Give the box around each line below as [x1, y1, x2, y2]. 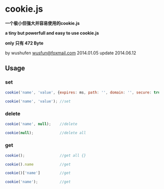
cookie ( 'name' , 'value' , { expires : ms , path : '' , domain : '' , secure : [5, 90, 152, 95]
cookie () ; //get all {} [5, 153, 86, 158]
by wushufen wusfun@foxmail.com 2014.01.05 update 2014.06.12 [5, 50, 137, 56]
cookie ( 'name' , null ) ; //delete [5, 121, 78, 126]
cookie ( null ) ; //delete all [5, 130, 86, 135]
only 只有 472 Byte [5, 40, 44, 46]
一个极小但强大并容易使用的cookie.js [5, 20, 80, 26]
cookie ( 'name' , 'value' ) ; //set [5, 99, 71, 104]
